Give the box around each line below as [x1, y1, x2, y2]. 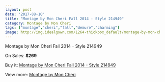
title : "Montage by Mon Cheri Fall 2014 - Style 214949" [5, 16, 124, 21]
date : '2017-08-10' [5, 12, 45, 17]
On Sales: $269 [5, 53, 37, 59]
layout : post [5, 7, 32, 12]
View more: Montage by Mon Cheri [5, 72, 76, 77]
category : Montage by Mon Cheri [5, 20, 71, 26]
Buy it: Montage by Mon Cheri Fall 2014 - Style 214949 [5, 62, 116, 68]
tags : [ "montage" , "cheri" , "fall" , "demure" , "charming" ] [5, 25, 120, 30]
